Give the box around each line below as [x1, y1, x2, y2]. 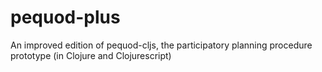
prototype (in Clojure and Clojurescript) [10, 49, 172, 61]
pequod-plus [10, 6, 121, 29]
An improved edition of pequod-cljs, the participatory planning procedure [10, 39, 313, 51]
